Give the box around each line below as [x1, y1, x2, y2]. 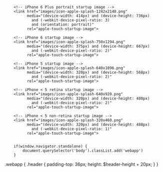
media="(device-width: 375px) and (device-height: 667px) [26, 44, 150, 49]
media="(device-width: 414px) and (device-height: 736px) [26, 13, 150, 18]
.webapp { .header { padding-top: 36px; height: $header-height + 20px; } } [4, 162, 159, 167]
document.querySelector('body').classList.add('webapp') [22, 148, 143, 153]
